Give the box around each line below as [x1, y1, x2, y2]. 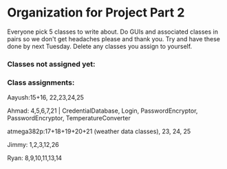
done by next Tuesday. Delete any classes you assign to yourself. [7, 42, 193, 50]
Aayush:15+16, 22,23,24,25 [7, 93, 85, 102]
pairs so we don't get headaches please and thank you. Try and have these [7, 34, 220, 43]
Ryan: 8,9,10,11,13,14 [7, 154, 63, 162]
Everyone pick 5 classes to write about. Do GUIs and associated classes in [7, 27, 219, 36]
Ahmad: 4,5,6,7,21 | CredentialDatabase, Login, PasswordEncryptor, [7, 106, 198, 115]
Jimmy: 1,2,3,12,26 [7, 141, 60, 149]
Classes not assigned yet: [7, 59, 96, 69]
